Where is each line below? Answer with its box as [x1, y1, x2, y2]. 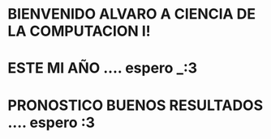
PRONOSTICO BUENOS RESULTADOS [7, 96, 264, 114]
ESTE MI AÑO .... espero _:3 [7, 59, 198, 78]
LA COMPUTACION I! [7, 22, 151, 40]
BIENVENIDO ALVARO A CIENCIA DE [7, 5, 256, 23]
